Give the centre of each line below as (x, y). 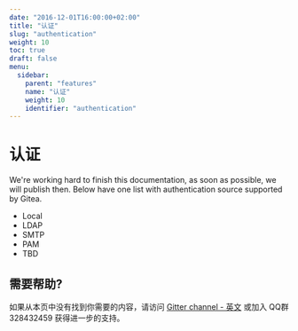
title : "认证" (34, 26)
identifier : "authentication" (81, 108)
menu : (19, 67)
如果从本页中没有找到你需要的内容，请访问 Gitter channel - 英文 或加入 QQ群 (149, 307)
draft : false (33, 59)
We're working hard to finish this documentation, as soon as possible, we (143, 180)
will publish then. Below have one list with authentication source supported (146, 189)
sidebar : (33, 75)
